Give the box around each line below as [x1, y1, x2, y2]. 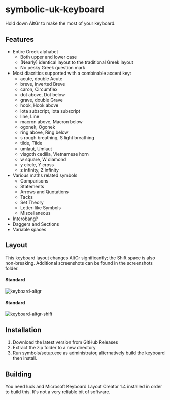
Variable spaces [12, 226, 47, 232]
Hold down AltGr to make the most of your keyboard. [5, 20, 116, 26]
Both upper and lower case [20, 54, 77, 60]
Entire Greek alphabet [12, 48, 58, 54]
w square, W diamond [20, 156, 66, 162]
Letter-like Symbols [20, 204, 61, 211]
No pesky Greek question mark [20, 64, 85, 70]
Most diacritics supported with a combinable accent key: [12, 70, 131, 76]
